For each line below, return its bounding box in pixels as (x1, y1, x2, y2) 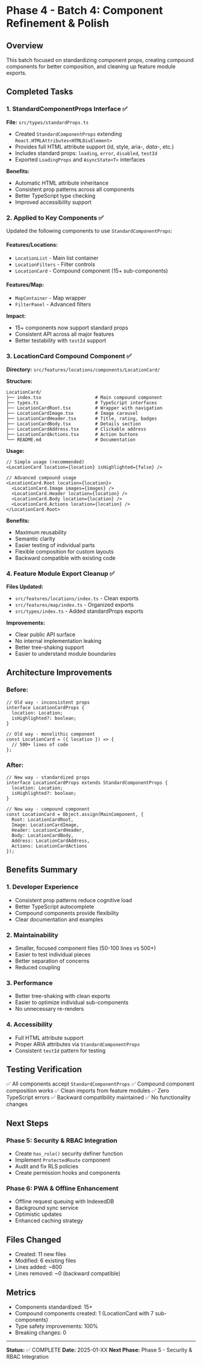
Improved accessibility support (14, 198, 92, 206)
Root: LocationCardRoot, (11, 817, 74, 823)
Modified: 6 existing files (14, 1257, 76, 1264)
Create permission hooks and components (14, 1169, 121, 1177)
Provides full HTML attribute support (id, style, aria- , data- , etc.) (14, 143, 174, 150)
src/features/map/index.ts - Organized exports (14, 601, 134, 608)
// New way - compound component (6, 806, 90, 812)
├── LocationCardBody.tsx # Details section (6, 420, 141, 427)
